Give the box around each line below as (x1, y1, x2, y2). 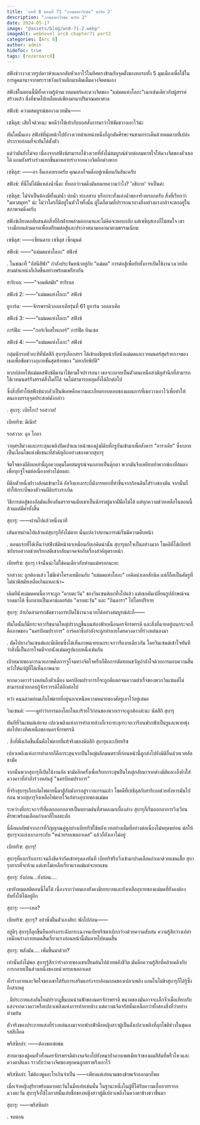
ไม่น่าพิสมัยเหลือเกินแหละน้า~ (7, 577, 65, 585)
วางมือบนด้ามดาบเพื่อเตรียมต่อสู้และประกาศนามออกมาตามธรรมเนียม (7, 224, 139, 231)
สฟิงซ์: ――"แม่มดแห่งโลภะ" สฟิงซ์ (7, 248, 77, 255)
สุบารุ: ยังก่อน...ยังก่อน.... (7, 873, 57, 881)
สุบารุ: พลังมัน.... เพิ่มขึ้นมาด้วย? (7, 946, 70, 954)
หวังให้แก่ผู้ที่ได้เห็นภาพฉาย (7, 664, 60, 672)
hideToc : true (7, 48, 42, 54)
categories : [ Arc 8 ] (7, 36, 58, 42)
